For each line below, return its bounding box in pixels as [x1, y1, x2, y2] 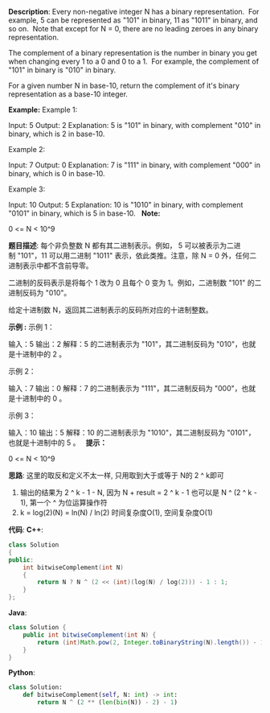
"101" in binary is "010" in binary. [8, 65, 117, 75]
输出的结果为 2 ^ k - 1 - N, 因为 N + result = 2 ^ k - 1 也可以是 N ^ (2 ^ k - [19, 488, 257, 497]
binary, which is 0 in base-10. [8, 169, 106, 178]
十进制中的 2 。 [14, 349, 67, 359]
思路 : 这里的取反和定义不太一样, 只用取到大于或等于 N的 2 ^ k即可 [8, 471, 225, 480]
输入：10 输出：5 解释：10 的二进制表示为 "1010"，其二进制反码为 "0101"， [8, 428, 256, 437]
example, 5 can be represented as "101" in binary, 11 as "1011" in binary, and [8, 15, 259, 25]
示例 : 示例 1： [8, 322, 55, 332]
